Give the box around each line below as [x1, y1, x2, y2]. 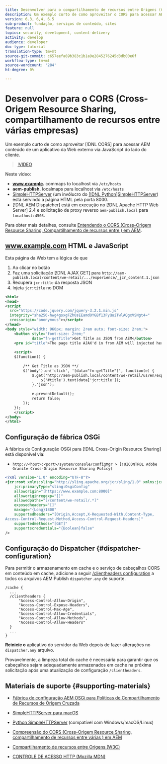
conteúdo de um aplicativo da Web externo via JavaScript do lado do [5, 146, 147, 152]
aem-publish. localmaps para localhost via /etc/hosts [12, 186, 124, 192]
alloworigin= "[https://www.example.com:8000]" [14, 489, 112, 494]
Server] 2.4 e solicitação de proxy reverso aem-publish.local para [12, 207, 148, 213]
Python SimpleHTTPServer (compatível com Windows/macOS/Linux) [12, 719, 154, 726]
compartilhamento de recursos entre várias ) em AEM [12, 734, 122, 741]
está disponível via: [5, 451, 45, 457]
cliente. [5, 152, 20, 158]
